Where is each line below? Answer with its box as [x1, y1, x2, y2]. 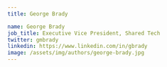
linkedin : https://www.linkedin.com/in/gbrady [7, 43, 148, 50]
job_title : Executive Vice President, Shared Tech [7, 30, 161, 37]
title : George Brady [7, 10, 69, 18]
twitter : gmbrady [7, 36, 59, 43]
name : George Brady [7, 23, 65, 30]
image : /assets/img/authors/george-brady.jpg [7, 49, 144, 56]
